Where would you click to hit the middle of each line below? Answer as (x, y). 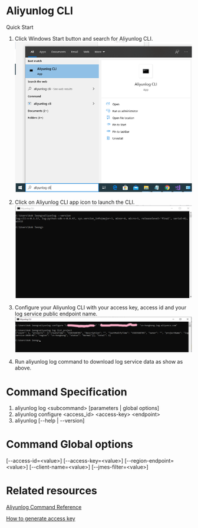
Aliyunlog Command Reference (44, 507)
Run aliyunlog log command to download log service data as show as (99, 362)
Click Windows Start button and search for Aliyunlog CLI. (84, 38)
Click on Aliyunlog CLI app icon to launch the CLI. (75, 202)
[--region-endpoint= (149, 461)
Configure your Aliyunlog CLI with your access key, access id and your (100, 307)
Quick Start (20, 27)
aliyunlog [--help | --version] (49, 421)
